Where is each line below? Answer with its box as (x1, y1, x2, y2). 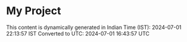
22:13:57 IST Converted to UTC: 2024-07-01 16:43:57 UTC (6, 30, 150, 37)
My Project (6, 4, 61, 18)
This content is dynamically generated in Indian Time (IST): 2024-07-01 (6, 24, 182, 31)
